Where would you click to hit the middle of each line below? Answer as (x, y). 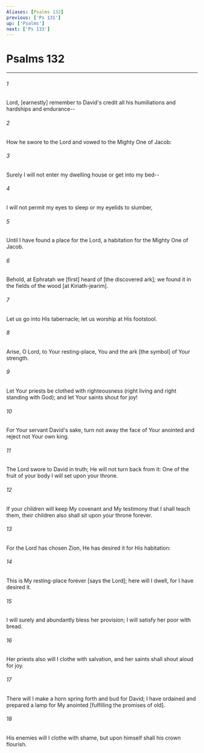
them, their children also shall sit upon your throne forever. (80, 515)
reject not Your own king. (38, 436)
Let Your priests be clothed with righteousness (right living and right (91, 391)
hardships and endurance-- (41, 109)
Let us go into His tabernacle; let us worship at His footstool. (82, 319)
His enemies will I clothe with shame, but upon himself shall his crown (93, 738)
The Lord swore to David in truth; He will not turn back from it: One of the (98, 469)
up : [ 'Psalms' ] (25, 23)
